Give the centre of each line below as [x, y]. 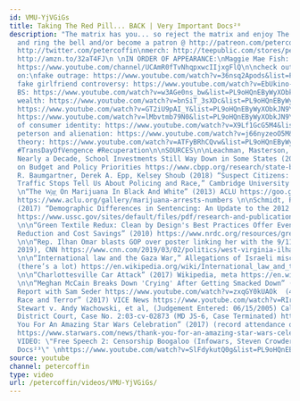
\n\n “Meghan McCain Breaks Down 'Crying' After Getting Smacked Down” [151, 283]
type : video [31, 375]
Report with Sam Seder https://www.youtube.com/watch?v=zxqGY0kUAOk [147, 291]
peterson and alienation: [66, 134]
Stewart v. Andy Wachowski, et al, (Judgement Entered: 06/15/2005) [147, 308]
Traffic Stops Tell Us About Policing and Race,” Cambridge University [154, 184]
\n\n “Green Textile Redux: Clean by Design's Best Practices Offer [146, 225]
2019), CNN [37, 250]
